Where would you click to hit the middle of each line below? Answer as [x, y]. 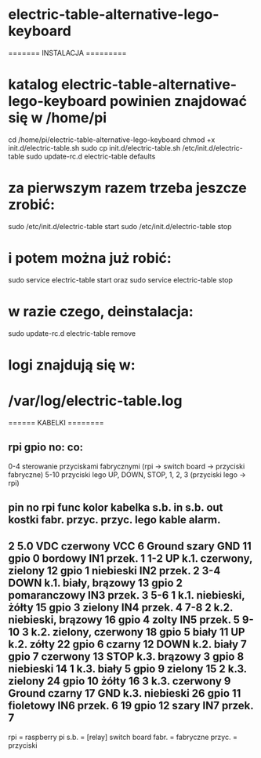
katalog [33, 85]
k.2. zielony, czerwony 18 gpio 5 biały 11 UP [138, 632]
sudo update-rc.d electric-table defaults [91, 156]
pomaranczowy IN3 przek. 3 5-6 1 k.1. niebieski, [127, 595]
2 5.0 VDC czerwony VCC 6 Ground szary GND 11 [130, 547]
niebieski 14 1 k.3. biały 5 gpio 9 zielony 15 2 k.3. [127, 669]
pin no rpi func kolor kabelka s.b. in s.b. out [116, 508]
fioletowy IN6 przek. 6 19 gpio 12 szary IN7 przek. [131, 706]
